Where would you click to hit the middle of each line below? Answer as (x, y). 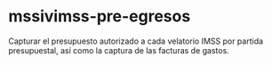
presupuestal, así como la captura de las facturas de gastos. (119, 50)
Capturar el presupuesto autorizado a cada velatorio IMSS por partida (136, 41)
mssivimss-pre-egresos (100, 16)
